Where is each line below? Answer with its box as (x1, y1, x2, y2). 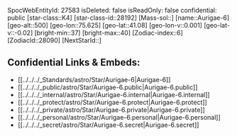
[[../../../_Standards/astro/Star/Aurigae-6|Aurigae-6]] (17, 75, 171, 84)
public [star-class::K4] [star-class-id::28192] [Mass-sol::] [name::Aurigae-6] (7, 13, 230, 22)
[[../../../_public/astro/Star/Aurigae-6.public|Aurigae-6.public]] (17, 83, 198, 91)
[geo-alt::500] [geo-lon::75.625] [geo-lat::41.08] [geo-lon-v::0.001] (7, 21, 202, 29)
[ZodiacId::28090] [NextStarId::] (7, 36, 101, 45)
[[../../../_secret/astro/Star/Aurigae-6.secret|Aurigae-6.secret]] (17, 120, 199, 129)
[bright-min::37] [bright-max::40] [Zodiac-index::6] (34, 28, 183, 37)
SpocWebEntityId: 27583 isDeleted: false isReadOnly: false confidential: (7, 6, 217, 14)
